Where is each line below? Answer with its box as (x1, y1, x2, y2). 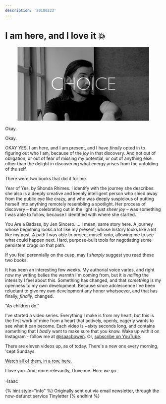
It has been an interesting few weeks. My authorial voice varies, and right (5, 267, 155, 272)
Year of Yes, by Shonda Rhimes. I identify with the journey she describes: (5, 185, 155, 191)
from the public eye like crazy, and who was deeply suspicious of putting (5, 196, 155, 202)
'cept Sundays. (5, 348, 36, 354)
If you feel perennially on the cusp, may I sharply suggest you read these (5, 252, 155, 258)
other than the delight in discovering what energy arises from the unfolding (5, 160, 159, 166)
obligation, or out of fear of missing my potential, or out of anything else (5, 155, 152, 161)
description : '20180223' (5, 8, 56, 13)
